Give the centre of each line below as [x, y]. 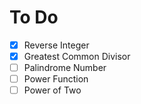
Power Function [56, 79]
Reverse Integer [56, 45]
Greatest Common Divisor [77, 56]
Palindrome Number [65, 68]
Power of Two [52, 90]
